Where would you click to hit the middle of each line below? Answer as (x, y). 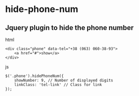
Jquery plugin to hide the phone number (69, 28)
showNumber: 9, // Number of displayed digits (64, 80)
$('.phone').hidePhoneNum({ (35, 76)
